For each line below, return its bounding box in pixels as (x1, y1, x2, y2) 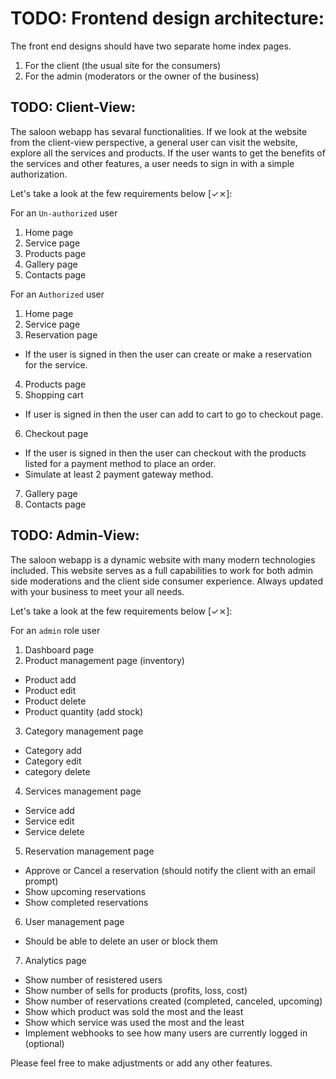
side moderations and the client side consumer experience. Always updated (10, 575, 324, 587)
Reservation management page (24, 845, 155, 857)
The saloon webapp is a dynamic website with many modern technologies (10, 553, 316, 566)
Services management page (24, 785, 142, 797)
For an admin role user (10, 624, 101, 636)
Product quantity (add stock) (24, 705, 144, 717)
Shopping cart (24, 388, 84, 401)
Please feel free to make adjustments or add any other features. (10, 1057, 273, 1069)
